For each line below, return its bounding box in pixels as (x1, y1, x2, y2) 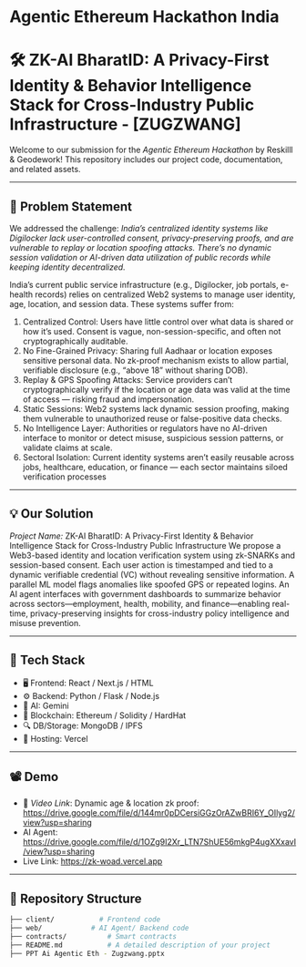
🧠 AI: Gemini (22, 700, 70, 711)
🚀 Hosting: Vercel (22, 733, 88, 744)
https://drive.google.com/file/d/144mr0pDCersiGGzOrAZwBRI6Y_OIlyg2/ (22, 808, 296, 818)
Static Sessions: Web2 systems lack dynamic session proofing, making (22, 403, 290, 414)
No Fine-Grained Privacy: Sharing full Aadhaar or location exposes (22, 345, 273, 356)
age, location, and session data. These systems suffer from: (9, 298, 235, 309)
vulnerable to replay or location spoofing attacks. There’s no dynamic (9, 242, 271, 252)
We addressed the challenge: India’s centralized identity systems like (9, 222, 269, 233)
